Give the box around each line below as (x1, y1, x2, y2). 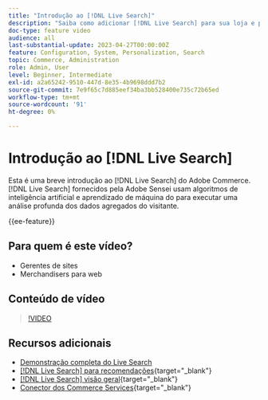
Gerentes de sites (19, 261, 78, 270)
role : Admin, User (8, 64, 69, 72)
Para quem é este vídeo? (8, 240, 133, 253)
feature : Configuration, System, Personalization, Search (8, 49, 205, 57)
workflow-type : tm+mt (8, 93, 81, 101)
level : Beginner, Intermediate (8, 71, 112, 79)
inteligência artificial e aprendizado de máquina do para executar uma (8, 192, 238, 202)
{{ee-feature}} (8, 216, 56, 225)
